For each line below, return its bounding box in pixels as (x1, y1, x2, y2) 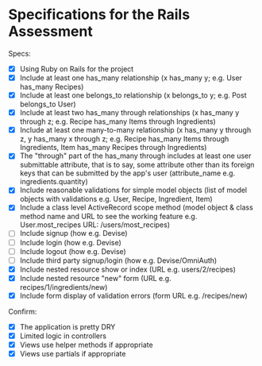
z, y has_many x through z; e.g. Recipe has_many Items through (19, 134, 229, 144)
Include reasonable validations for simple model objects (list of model (19, 185, 248, 195)
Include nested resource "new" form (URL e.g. (19, 273, 172, 283)
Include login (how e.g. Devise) (19, 237, 121, 247)
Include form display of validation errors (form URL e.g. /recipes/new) (19, 291, 248, 300)
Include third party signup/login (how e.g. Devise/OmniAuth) (19, 256, 218, 265)
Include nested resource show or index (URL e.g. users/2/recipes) (19, 264, 237, 274)
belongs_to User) (19, 99, 77, 109)
